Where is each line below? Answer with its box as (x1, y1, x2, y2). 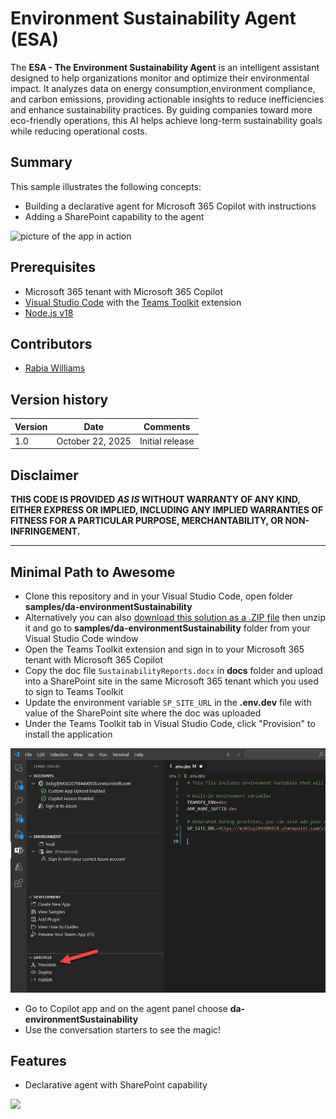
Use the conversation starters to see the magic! (24, 1023, 222, 1036)
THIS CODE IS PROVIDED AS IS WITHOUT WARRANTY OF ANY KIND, (10, 493, 301, 506)
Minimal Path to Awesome (10, 563, 176, 581)
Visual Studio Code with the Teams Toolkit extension (24, 296, 242, 308)
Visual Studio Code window (24, 633, 139, 645)
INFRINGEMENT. (10, 525, 81, 537)
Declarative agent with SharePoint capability (24, 1079, 208, 1091)
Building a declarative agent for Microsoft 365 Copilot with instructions (24, 200, 317, 212)
